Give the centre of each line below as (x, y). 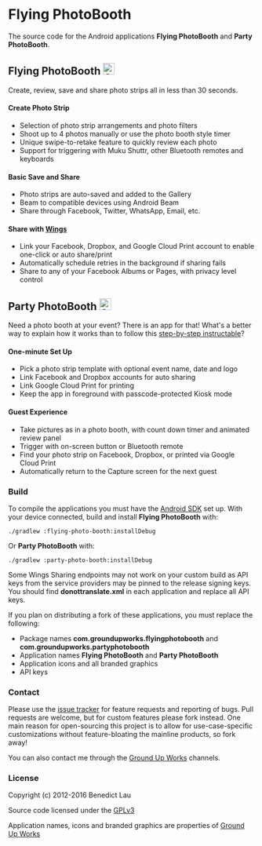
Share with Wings (38, 228)
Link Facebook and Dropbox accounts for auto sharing (107, 377)
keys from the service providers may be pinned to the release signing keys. (129, 583)
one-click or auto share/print (65, 255)
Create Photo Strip (39, 108)
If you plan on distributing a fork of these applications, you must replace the (131, 614)
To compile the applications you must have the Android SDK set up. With (126, 509)
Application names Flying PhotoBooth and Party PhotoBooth (119, 655)
